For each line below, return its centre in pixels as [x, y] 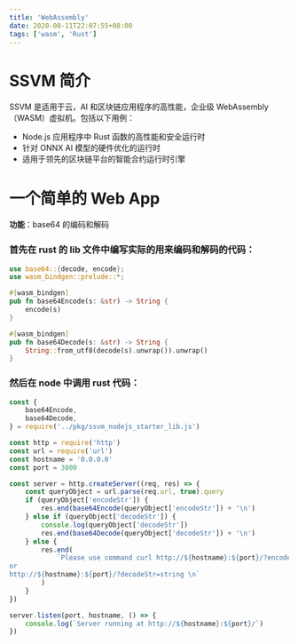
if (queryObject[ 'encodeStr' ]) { [87, 500]
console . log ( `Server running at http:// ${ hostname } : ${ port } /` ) [145, 624]
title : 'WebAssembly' [49, 17]
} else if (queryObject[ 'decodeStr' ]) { [101, 517]
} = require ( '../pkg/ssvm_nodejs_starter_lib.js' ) [105, 427]
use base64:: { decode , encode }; [67, 269]
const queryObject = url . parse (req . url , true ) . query [125, 492]
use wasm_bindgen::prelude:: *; [67, 277]
